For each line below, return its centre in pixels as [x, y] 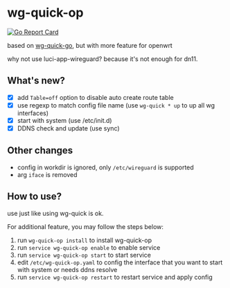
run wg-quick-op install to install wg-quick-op [85, 240]
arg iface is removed [47, 174]
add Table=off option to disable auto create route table [96, 97]
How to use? [35, 197]
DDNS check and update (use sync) [68, 128]
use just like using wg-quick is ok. [55, 213]
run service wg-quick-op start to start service [84, 255]
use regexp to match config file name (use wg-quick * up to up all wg [116, 105]
